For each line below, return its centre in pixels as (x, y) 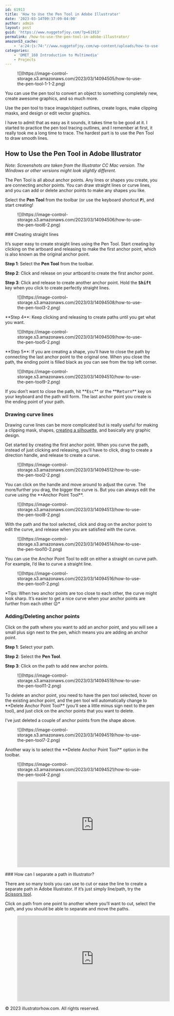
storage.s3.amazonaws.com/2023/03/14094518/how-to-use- (79, 680)
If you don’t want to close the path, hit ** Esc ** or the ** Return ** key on (78, 391)
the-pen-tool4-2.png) (39, 775)
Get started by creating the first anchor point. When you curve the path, (77, 445)
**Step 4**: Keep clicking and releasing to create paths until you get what (80, 317)
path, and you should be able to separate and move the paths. (68, 908)
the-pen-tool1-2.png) (39, 584)
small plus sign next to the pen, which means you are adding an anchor (77, 632)
